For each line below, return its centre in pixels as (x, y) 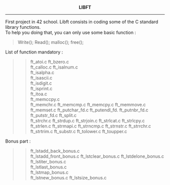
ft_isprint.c (41, 88)
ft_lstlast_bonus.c (49, 167)
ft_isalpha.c (42, 72)
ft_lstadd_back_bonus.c (55, 151)
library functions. (23, 27)
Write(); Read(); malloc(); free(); (51, 42)
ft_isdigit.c (41, 83)
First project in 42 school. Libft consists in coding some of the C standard (82, 22)
